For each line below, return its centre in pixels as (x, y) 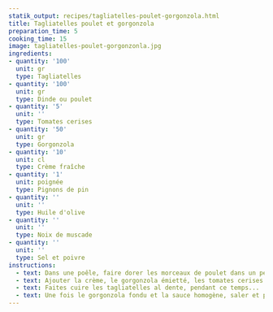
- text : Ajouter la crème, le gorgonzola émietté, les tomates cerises (140, 280)
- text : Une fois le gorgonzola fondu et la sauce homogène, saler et (138, 296)
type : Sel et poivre (50, 258)
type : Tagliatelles (49, 76)
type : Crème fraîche (50, 167)
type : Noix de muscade (54, 235)
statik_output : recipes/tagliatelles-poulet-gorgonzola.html (114, 16)
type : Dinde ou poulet (54, 99)
